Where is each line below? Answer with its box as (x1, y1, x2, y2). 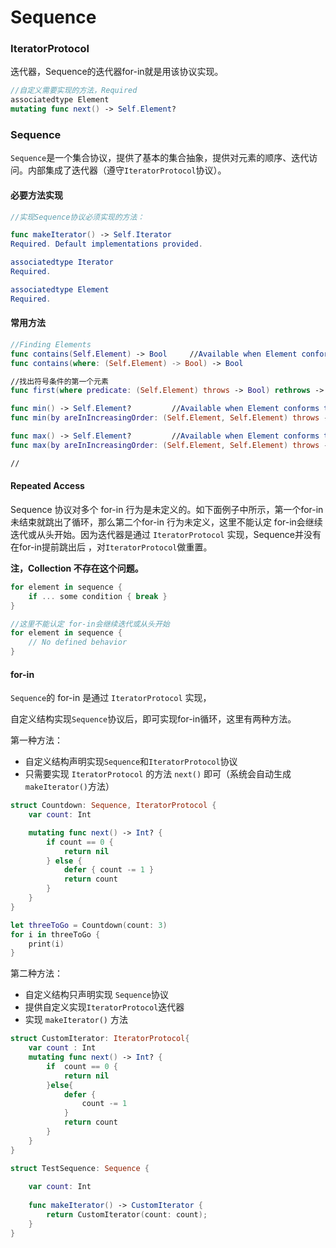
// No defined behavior (28, 637, 128, 648)
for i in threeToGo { (10, 929, 101, 940)
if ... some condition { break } (28, 591, 168, 601)
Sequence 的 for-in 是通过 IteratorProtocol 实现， (10, 692, 212, 704)
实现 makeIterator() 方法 (24, 1014, 128, 1026)
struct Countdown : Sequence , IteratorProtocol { (10, 801, 217, 811)
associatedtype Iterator (10, 257, 114, 268)
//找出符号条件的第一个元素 (10, 376, 110, 386)
